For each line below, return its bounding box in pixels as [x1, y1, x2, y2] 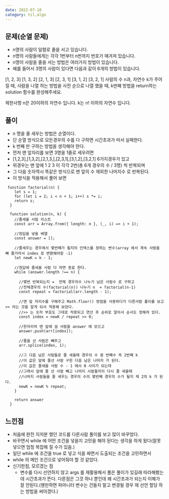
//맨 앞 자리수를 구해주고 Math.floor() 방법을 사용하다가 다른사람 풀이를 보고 [18, 299, 164, 304]
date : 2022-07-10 [5, 7, 42, 13]
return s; [14, 198, 35, 203]
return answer [14, 398, 44, 403]
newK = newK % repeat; [18, 384, 67, 389]
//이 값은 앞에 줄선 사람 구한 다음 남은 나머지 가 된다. [18, 358, 121, 363]
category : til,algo [5, 12, 46, 17]
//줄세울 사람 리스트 [14, 217, 51, 222]
